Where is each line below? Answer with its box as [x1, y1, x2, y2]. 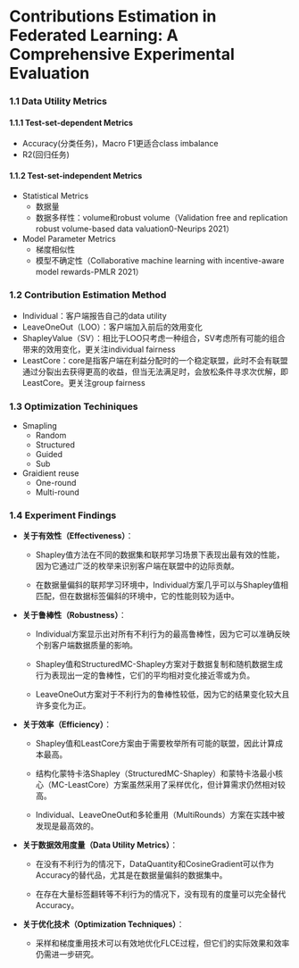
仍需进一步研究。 [35, 949, 99, 960]
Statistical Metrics [21, 190, 89, 201]
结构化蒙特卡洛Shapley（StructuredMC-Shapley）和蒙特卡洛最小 [35, 768, 276, 779]
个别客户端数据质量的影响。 [35, 640, 138, 651]
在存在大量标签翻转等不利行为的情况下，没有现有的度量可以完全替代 [35, 889, 287, 899]
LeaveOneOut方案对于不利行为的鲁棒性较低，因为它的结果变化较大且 [35, 689, 290, 700]
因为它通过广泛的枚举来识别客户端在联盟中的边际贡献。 [35, 561, 239, 572]
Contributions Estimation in [9, 6, 217, 27]
